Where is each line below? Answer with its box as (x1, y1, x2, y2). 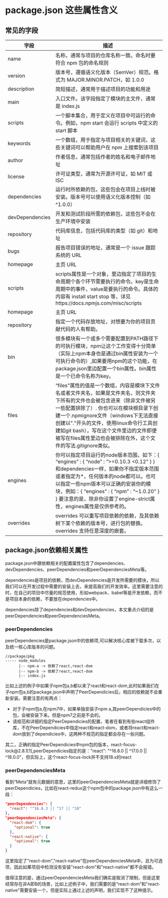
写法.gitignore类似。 (65, 442, 113, 449)
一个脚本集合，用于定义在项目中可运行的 (55, 112, 151, 119)
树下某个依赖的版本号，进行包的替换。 (55, 520, 146, 527)
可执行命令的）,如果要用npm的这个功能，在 (55, 358, 157, 364)
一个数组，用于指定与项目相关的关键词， (55, 136, 151, 143)
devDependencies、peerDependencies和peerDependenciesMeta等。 (5, 566, 149, 572)
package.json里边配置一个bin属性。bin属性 (55, 365, 156, 372)
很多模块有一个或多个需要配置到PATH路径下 (55, 335, 158, 342)
